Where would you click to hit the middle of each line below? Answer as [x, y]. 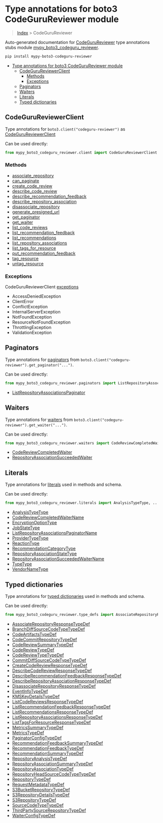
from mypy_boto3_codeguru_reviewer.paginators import [61, 383]
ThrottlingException [32, 327]
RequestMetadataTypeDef [38, 784]
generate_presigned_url [36, 212]
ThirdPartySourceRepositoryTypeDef [49, 810]
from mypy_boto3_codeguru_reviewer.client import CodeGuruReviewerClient [81, 153]
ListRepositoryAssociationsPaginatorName [55, 533]
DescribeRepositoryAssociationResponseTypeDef [62, 681]
